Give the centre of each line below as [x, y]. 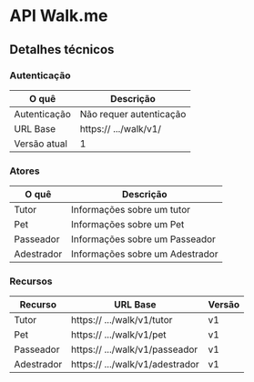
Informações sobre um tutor [131, 210]
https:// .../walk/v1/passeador [135, 349]
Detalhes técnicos [62, 50]
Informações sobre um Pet [128, 225]
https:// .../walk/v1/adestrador [136, 365]
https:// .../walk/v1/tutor [122, 320]
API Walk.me [59, 16]
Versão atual [41, 144]
